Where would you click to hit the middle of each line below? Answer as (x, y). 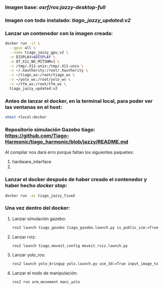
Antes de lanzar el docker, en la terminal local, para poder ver (79, 101)
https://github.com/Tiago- (37, 136)
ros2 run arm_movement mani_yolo (46, 282)
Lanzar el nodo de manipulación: (45, 273)
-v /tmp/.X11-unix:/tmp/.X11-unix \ (46, 66)
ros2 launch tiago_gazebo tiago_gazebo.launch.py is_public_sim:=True (85, 227)
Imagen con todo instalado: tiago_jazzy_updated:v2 (68, 20)
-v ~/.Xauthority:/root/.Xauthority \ (49, 70)
